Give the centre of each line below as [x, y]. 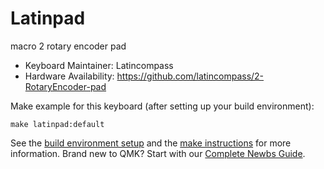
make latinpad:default [57, 124]
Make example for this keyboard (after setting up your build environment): [162, 106]
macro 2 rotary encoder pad [68, 46]
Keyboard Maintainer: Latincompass [99, 65]
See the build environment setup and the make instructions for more [151, 143]
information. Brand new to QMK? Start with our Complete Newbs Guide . [158, 153]
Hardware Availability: [69, 76]
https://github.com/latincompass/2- [190, 76]
